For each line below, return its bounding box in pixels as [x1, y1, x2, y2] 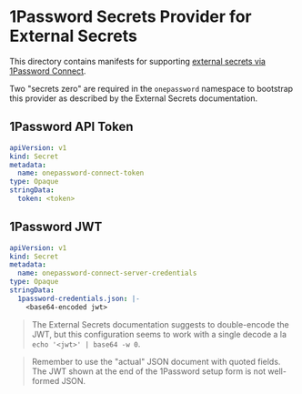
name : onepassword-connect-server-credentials [17, 268, 197, 278]
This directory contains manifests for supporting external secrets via [9, 56, 267, 66]
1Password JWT [9, 219, 103, 235]
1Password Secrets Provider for [9, 6, 252, 27]
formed [31, 375, 60, 386]
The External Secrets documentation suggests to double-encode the [31, 318, 289, 329]
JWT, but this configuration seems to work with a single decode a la [31, 328, 287, 339]
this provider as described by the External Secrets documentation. [9, 93, 258, 104]
